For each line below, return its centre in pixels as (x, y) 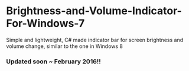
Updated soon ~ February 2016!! (54, 62)
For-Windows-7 (45, 23)
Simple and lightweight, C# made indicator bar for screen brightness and (95, 40)
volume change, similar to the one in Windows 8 (64, 46)
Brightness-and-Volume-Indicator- (94, 11)
